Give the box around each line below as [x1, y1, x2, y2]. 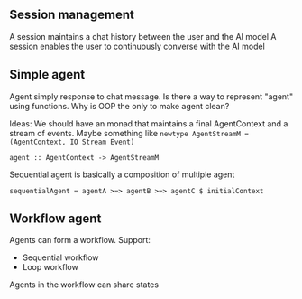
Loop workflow [22, 262, 78, 273]
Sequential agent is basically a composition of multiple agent [9, 169, 235, 180]
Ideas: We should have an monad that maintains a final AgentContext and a [9, 117, 288, 129]
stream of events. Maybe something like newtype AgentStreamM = [9, 127, 250, 138]
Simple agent [9, 67, 86, 82]
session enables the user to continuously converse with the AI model [9, 41, 266, 51]
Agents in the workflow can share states [9, 279, 160, 290]
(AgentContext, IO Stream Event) [9, 137, 135, 146]
